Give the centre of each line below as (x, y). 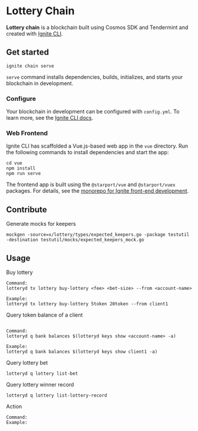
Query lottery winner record (40, 384)
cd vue (14, 163)
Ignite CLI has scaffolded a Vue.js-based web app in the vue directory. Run (97, 146)
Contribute (27, 210)
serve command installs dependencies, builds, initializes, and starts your (95, 77)
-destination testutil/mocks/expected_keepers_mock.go (75, 240)
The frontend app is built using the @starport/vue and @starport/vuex (91, 184)
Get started (28, 52)
